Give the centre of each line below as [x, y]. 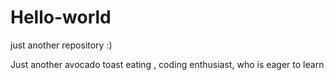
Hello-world [61, 17]
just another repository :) [61, 45]
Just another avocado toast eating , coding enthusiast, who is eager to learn [167, 64]
